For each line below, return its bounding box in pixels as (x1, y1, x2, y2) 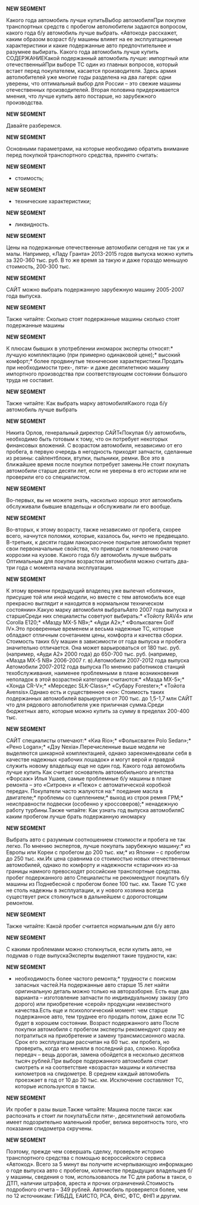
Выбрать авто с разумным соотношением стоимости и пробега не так (6, 836, 186, 843)
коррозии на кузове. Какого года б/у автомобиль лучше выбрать (6, 552, 172, 558)
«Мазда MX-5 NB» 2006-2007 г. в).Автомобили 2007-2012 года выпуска (6, 657, 189, 664)
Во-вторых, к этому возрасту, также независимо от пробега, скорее (6, 526, 181, 533)
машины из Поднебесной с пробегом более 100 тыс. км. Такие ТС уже (6, 881, 187, 887)
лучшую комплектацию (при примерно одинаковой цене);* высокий (6, 351, 181, 358)
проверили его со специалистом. (6, 473, 91, 481)
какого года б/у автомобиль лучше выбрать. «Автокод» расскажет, (6, 29, 178, 36)
